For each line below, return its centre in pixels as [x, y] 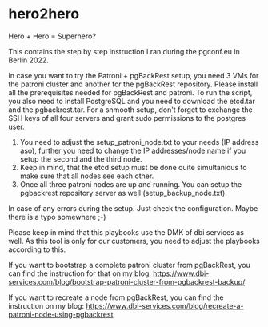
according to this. [37, 249]
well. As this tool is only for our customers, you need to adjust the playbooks [134, 241]
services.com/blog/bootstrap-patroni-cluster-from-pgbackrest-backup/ [127, 281]
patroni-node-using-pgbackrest [61, 314]
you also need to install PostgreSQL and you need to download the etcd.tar [132, 101]
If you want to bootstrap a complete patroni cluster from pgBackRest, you [129, 265]
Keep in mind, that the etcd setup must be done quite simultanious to [133, 167]
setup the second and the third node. [81, 159]
